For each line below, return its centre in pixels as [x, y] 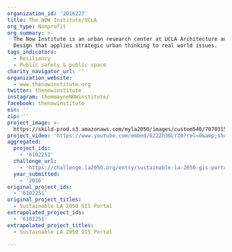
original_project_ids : [40, 187]
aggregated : [24, 142]
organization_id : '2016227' [48, 13]
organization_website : [40, 78]
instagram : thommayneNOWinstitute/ [58, 97]
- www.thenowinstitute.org [52, 84]
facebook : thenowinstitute [46, 104]
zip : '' [18, 116]
